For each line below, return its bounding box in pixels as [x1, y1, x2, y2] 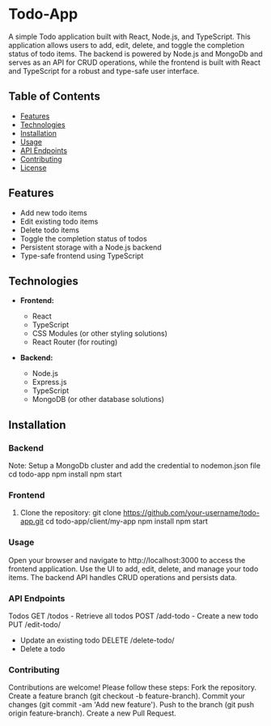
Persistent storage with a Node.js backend [19, 242, 162, 252]
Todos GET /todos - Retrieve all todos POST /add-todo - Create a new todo [8, 611, 259, 621]
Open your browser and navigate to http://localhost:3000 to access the [8, 555, 246, 565]
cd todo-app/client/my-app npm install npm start [45, 516, 209, 527]
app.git [19, 516, 44, 527]
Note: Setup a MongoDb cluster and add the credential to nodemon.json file [8, 461, 261, 471]
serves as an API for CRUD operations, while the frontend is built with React [8, 58, 261, 67]
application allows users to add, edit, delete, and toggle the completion [8, 40, 245, 49]
